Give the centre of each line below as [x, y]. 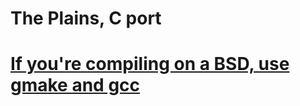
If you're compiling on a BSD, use [150, 64]
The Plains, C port [86, 18]
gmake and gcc [75, 85]
